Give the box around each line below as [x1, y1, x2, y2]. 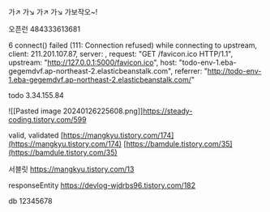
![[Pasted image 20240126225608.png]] [8, 106, 144, 116]
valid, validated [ [8, 130, 64, 140]
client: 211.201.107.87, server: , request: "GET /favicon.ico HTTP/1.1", [8, 49, 234, 58]
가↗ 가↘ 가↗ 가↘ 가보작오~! [8, 7, 98, 16]
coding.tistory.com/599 [8, 115, 87, 124]
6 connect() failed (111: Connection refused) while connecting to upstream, [8, 40, 258, 50]
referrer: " [174, 66, 208, 75]
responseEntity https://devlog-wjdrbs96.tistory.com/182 [8, 180, 196, 190]
